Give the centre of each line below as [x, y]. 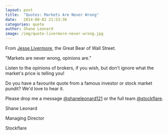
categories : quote [25, 24]
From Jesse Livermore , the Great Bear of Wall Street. [61, 48]
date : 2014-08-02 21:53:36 [36, 19]
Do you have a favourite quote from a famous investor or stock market [79, 83]
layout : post [19, 10]
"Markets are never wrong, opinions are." [48, 58]
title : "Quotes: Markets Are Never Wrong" [52, 15]
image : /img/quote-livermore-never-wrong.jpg [54, 34]
